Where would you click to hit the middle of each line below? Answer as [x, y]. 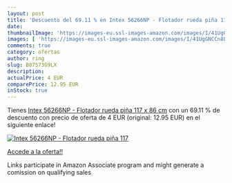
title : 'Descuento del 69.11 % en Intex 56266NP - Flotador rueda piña [112, 20]
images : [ [21, 39]
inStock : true [28, 90]
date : [15, 26]
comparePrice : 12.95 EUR [43, 84]
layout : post [26, 13]
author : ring [26, 59]
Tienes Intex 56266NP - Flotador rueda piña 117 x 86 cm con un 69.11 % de [114, 110]
